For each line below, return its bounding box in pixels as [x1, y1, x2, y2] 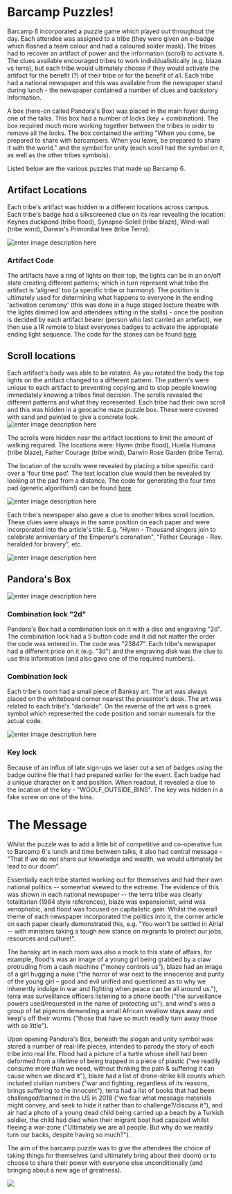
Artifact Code [7, 256, 54, 265]
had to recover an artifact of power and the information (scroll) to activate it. [7, 49, 224, 57]
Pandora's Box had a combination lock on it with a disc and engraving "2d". [7, 625, 222, 633]
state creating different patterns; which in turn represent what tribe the [7, 278, 209, 287]
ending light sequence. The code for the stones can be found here [7, 330, 197, 339]
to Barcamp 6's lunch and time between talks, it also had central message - [7, 847, 223, 855]
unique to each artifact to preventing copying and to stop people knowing [7, 383, 217, 391]
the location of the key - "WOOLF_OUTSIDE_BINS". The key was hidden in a [7, 785, 224, 794]
